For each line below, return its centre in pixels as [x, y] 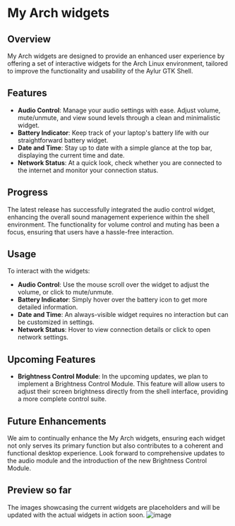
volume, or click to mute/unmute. [66, 292]
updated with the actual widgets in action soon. [76, 515]
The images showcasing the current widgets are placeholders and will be [114, 507]
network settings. [43, 337]
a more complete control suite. [62, 399]
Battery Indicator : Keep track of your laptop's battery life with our [113, 133]
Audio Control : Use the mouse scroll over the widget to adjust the [113, 285]
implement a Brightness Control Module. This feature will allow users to [121, 384]
